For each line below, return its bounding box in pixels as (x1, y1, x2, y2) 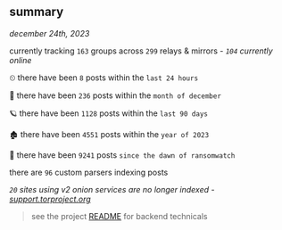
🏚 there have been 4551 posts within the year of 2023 (9, 128, 210, 139)
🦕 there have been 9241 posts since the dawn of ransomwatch (9, 149, 236, 160)
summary (9, 4, 64, 20)
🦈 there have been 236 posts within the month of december (9, 90, 221, 101)
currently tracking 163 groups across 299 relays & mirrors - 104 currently (9, 45, 274, 56)
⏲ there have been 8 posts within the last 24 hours (9, 72, 199, 83)
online (9, 54, 32, 65)
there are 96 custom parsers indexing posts (9, 167, 169, 177)
